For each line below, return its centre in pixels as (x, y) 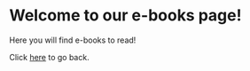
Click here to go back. (50, 57)
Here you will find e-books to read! (73, 40)
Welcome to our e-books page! (125, 16)
